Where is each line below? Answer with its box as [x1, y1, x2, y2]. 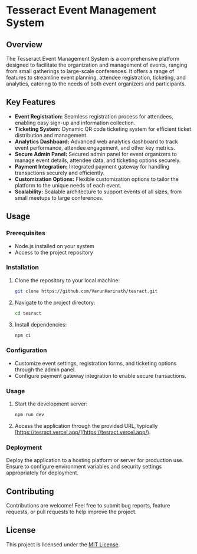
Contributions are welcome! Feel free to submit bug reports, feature [6, 502, 170, 509]
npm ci [14, 332, 31, 338]
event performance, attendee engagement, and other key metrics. [14, 144, 176, 151]
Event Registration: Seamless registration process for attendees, [14, 113, 173, 120]
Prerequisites [6, 229, 45, 238]
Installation [6, 263, 40, 272]
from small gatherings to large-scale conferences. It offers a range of [6, 68, 175, 74]
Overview [6, 39, 43, 50]
